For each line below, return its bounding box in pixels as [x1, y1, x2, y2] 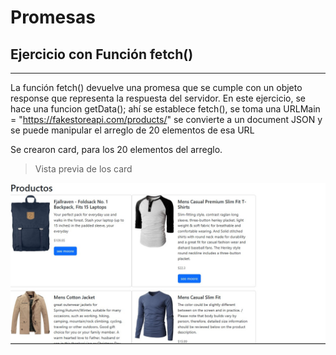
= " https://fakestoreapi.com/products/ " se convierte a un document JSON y [10, 114, 323, 125]
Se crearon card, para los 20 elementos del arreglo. [10, 144, 223, 155]
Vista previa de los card [34, 163, 133, 175]
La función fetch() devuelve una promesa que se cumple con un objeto [10, 82, 303, 93]
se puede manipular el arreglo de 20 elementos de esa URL [10, 124, 255, 136]
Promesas [10, 6, 96, 29]
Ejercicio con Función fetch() [10, 46, 194, 63]
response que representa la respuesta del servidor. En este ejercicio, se [10, 92, 307, 104]
